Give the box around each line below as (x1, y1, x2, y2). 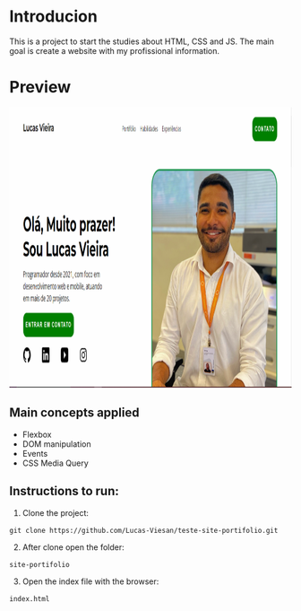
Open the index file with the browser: (21, 576, 159, 587)
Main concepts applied (9, 406, 140, 421)
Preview (9, 77, 72, 98)
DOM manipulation (21, 438, 91, 450)
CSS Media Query (21, 458, 89, 468)
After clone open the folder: (21, 541, 125, 553)
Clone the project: (21, 507, 90, 518)
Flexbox (21, 429, 52, 440)
